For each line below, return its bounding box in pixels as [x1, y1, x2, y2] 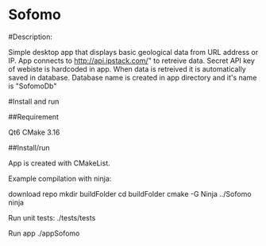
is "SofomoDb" [8, 81, 57, 91]
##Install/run [8, 143, 50, 152]
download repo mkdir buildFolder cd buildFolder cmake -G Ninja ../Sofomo [8, 189, 252, 198]
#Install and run [8, 96, 60, 106]
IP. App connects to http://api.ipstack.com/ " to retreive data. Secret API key [8, 56, 256, 65]
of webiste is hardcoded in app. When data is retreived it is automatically [8, 64, 246, 73]
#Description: [8, 32, 53, 41]
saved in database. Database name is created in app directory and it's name [8, 72, 257, 82]
